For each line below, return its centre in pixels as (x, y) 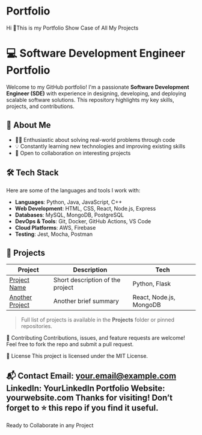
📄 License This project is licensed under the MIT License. (77, 356)
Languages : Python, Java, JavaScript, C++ (69, 202)
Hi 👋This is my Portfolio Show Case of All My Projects (72, 28)
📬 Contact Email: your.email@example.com (91, 376)
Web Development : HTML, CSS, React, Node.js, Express (85, 208)
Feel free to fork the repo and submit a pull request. (70, 345)
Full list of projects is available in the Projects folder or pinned (97, 320)
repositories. (36, 326)
